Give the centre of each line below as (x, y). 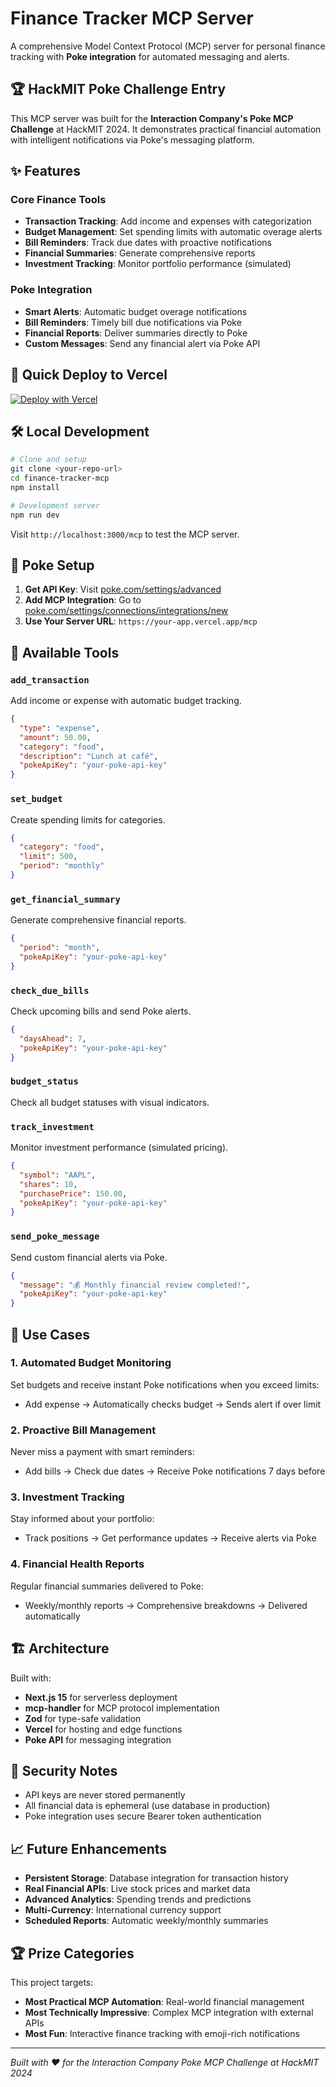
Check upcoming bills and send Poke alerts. (101, 1011)
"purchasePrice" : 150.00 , (73, 1193)
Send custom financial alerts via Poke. (89, 1257)
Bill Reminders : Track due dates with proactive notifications (148, 243)
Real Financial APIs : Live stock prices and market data (137, 1889)
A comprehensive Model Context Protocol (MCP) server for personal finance (168, 46)
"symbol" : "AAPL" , (58, 1175)
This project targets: (52, 1982)
